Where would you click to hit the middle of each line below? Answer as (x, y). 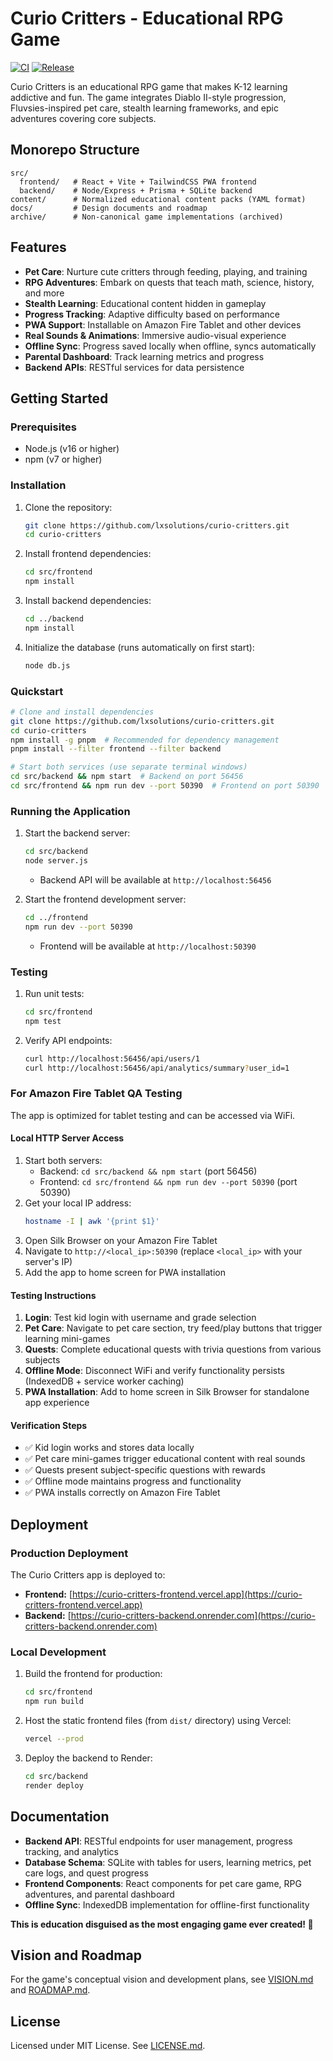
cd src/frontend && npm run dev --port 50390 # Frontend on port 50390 (165, 786)
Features (38, 247)
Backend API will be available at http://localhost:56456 (155, 880)
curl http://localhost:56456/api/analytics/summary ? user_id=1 (157, 1068)
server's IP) (48, 1261)
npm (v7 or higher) (63, 459)
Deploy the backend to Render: (88, 1758)
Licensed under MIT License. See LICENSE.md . (108, 2046)
